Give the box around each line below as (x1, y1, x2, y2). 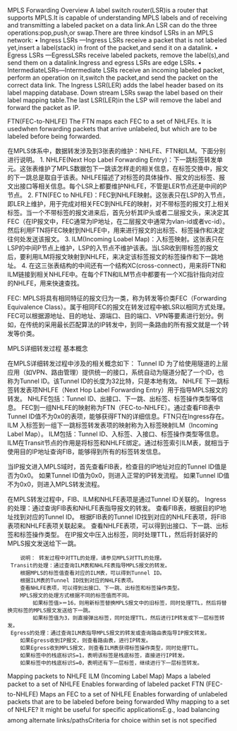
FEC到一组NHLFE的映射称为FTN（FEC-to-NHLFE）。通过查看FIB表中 (20, 404, 221, 411)
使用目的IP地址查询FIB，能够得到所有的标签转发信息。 (7, 447, 164, 456)
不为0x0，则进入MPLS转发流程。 (7, 480, 104, 488)
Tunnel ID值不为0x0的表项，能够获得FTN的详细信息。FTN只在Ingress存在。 (7, 412, 228, 421)
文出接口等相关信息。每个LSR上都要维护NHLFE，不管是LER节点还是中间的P (7, 182, 227, 190)
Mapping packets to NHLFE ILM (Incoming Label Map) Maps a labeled (7, 672, 211, 680)
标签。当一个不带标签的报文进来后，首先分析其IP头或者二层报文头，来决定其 (7, 208, 229, 217)
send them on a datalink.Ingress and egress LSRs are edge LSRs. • (7, 59, 202, 66)
